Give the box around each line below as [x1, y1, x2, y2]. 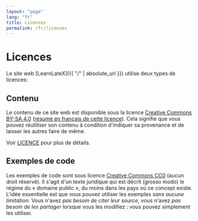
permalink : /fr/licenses [6, 25, 67, 31]
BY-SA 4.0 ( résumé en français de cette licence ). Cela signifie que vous [6, 116, 181, 122]
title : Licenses [6, 19, 46, 25]
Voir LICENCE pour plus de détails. [6, 139, 90, 146]
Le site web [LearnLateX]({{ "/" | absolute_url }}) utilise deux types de [6, 70, 176, 77]
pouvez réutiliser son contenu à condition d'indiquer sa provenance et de [6, 121, 184, 128]
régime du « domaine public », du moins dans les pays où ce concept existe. [6, 184, 193, 192]
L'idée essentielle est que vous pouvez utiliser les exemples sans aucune [6, 190, 184, 197]
